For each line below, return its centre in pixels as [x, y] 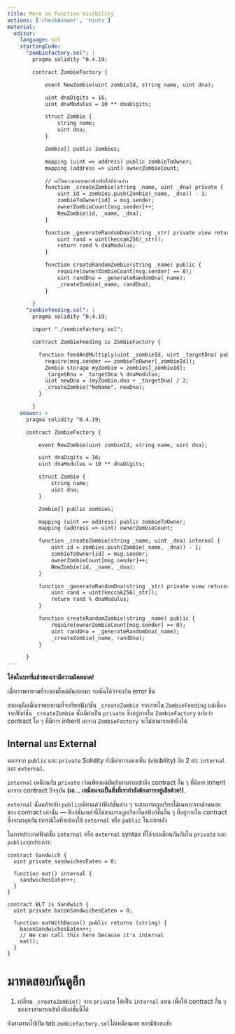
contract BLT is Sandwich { [48, 904]
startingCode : [40, 46]
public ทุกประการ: [30, 842]
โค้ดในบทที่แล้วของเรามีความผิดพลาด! [51, 677]
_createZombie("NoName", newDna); [95, 387]
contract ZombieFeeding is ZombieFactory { [97, 342]
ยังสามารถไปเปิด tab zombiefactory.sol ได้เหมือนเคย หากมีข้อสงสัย [90, 1023]
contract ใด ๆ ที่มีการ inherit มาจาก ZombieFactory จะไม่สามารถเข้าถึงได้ [97, 721]
